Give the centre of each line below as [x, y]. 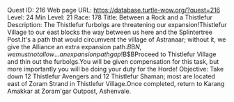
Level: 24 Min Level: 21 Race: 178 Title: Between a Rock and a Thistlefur [110, 17]
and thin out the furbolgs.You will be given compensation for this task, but [113, 61]
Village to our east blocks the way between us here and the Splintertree [110, 32]
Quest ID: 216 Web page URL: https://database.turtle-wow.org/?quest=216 [114, 10]
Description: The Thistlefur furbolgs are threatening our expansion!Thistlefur [117, 25]
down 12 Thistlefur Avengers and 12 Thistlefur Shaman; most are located [111, 76]
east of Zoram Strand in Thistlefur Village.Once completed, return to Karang [116, 84]
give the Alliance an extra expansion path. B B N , [75, 47]
